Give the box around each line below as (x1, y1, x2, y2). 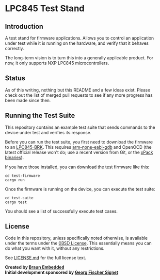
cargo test (5, 200, 27, 205)
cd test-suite (5, 195, 34, 200)
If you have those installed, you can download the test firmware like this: (5, 164, 149, 170)
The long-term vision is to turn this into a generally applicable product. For (5, 55, 154, 61)
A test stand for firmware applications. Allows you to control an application (5, 35, 154, 41)
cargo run (5, 177, 25, 182)
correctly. (5, 46, 24, 51)
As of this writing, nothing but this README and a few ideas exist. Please (5, 87, 150, 93)
